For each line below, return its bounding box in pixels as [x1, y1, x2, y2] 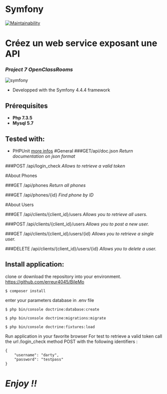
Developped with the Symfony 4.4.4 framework [12, 87, 110, 93]
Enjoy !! [5, 378, 37, 389]
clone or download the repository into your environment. [5, 273, 121, 279]
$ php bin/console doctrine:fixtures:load [5, 324, 95, 329]
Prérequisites [5, 101, 48, 110]
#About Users [5, 201, 34, 208]
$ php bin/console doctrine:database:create [5, 306, 99, 312]
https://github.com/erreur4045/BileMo [5, 278, 84, 284]
